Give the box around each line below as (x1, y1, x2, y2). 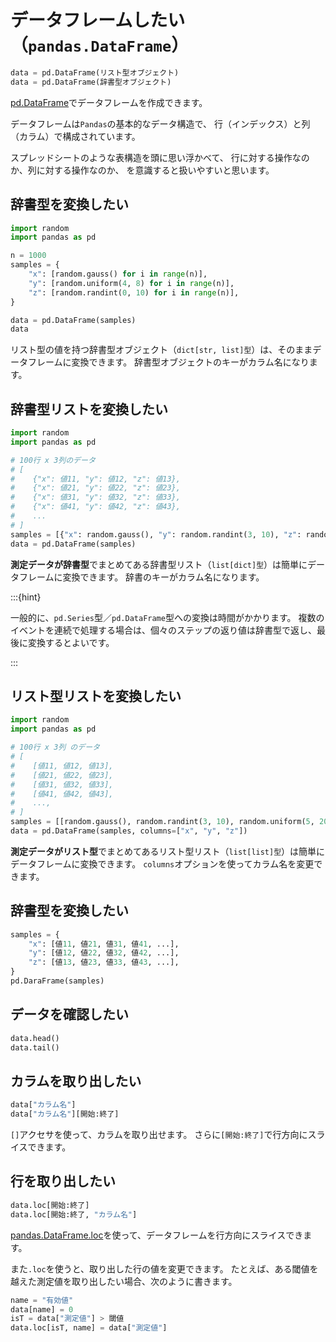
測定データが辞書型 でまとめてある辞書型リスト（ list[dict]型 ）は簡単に (10, 558, 308, 570)
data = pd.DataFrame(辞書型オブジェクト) (10, 77, 172, 87)
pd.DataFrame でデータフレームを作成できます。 (10, 96, 208, 108)
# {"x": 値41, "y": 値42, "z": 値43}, (10, 502, 181, 512)
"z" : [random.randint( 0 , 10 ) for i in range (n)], (28, 287, 240, 298)
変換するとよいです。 (27, 636, 115, 648)
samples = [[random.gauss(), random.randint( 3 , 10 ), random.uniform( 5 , (10, 817, 315, 827)
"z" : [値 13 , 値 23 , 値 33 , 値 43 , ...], (28, 957, 180, 968)
